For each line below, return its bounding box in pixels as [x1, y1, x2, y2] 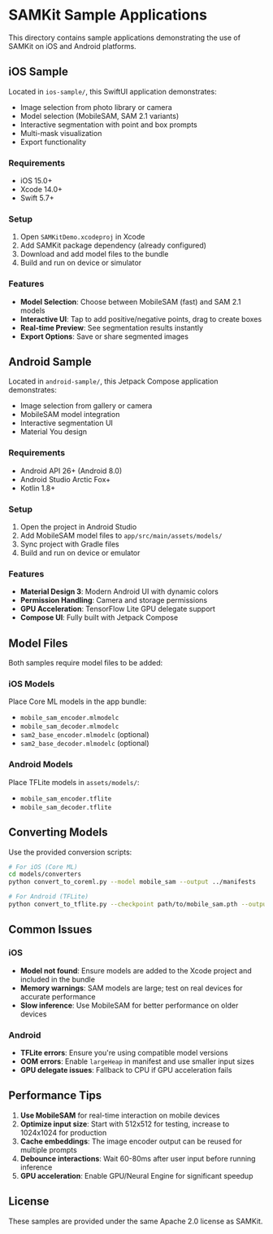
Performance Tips [8, 1089, 102, 1103]
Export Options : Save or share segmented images [19, 332, 189, 341]
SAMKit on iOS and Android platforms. [8, 41, 136, 51]
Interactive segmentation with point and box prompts [19, 120, 197, 130]
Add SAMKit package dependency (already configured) [19, 240, 207, 250]
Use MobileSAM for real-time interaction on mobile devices [19, 1110, 221, 1120]
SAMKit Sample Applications [8, 6, 207, 24]
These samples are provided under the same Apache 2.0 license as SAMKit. [8, 1216, 263, 1226]
